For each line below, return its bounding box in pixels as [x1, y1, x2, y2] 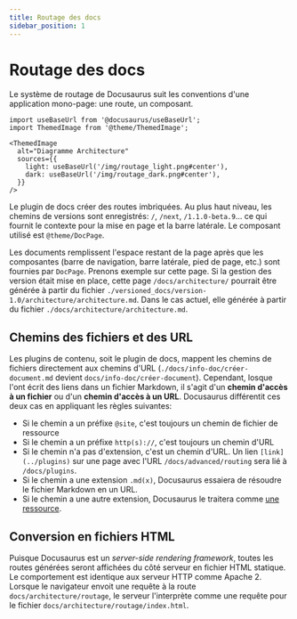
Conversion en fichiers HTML [9, 529, 175, 544]
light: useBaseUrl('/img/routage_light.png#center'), [25, 162, 229, 172]
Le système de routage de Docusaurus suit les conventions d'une [9, 89, 250, 100]
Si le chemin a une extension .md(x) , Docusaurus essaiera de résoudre [21, 475, 282, 485]
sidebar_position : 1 [9, 21, 86, 30]
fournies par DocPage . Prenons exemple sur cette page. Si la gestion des [9, 266, 272, 277]
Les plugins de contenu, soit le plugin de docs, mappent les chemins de [9, 354, 272, 364]
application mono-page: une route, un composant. [9, 99, 194, 110]
